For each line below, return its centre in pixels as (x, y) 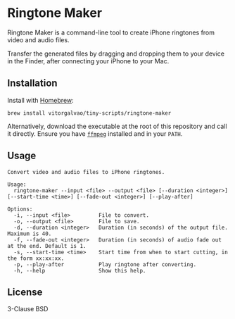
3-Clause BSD (28, 309)
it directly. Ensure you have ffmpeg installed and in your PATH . (95, 133)
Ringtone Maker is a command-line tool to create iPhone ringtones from (111, 32)
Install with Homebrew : (40, 100)
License (25, 292)
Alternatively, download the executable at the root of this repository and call (117, 126)
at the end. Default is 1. (47, 246)
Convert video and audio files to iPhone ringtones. (86, 172)
